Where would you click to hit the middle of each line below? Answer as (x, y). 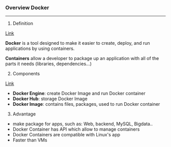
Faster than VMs (30, 140)
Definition (23, 23)
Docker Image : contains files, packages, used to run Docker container (86, 104)
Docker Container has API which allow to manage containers (76, 129)
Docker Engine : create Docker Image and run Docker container (79, 94)
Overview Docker (27, 8)
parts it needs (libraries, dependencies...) (49, 64)
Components (26, 74)
